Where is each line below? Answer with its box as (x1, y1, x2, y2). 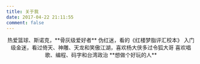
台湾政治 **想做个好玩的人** (86, 52, 157, 59)
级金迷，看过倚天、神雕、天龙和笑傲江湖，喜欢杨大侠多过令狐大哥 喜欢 (11, 44, 186, 51)
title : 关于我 (6, 8, 39, 15)
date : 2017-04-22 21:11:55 (6, 14, 74, 20)
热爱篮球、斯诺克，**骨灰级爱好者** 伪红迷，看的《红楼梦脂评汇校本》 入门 (7, 37, 195, 44)
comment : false (6, 20, 44, 25)
